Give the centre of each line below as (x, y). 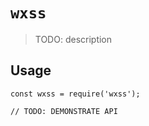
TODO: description (73, 39)
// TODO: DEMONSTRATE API (64, 111)
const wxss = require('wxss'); (75, 94)
